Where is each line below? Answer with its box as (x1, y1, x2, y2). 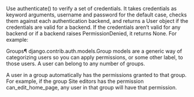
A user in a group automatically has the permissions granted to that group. (6, 72, 187, 78)
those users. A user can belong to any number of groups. (6, 60, 146, 67)
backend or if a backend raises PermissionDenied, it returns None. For (6, 30, 177, 37)
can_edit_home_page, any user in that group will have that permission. (6, 84, 177, 91)
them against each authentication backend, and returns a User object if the (6, 18, 189, 24)
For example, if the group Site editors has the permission (6, 78, 144, 85)
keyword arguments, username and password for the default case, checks (6, 11, 187, 18)
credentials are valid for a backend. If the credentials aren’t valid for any (6, 24, 181, 31)
